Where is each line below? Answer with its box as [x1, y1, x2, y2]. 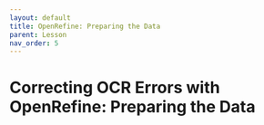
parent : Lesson [9, 30, 67, 39]
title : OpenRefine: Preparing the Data [9, 22, 161, 31]
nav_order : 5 [9, 38, 59, 48]
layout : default [9, 13, 71, 23]
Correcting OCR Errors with [9, 78, 220, 98]
